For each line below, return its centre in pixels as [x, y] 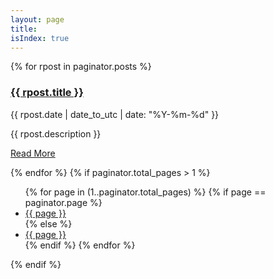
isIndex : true [40, 38]
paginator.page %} [63, 202]
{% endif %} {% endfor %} [80, 245]
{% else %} [48, 223]
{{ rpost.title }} [47, 93]
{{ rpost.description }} [56, 133]
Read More [33, 153]
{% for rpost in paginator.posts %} [81, 67]
